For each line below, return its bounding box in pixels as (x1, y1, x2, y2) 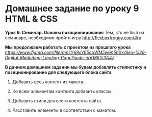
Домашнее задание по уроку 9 (5, 3, 139, 14)
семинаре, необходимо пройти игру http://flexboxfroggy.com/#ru (5, 35, 141, 41)
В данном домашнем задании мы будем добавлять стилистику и (5, 64, 146, 70)
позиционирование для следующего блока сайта (5, 69, 112, 75)
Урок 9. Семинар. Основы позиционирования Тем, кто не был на (5, 29, 145, 35)
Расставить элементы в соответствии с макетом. (12, 107, 117, 113)
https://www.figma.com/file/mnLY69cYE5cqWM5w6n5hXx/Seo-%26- (5, 49, 147, 55)
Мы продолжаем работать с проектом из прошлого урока (5, 44, 131, 50)
